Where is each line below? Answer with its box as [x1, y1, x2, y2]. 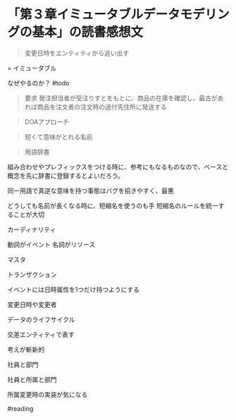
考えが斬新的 [7, 345, 44, 354]
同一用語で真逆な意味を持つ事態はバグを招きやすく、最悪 [7, 186, 174, 195]
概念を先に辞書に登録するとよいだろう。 [7, 171, 125, 180]
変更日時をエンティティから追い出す [24, 49, 130, 57]
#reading [7, 404, 34, 413]
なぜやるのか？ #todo [7, 78, 70, 87]
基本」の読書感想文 [32, 24, 144, 40]
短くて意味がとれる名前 [24, 132, 93, 141]
